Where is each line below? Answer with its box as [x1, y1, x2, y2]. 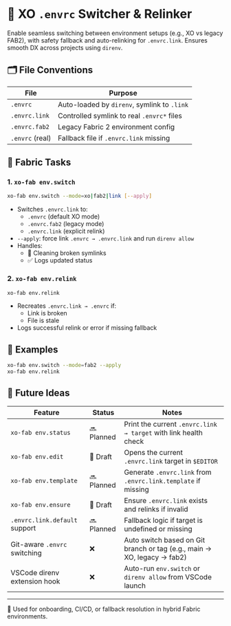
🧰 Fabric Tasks [7, 157, 71, 168]
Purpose [109, 88, 137, 98]
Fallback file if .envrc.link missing [58, 133, 170, 143]
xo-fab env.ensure [10, 501, 71, 508]
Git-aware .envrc [10, 539, 67, 549]
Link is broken [27, 309, 67, 317]
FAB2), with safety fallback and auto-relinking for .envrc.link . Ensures [7, 36, 208, 44]
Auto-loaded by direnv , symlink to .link [58, 100, 189, 109]
